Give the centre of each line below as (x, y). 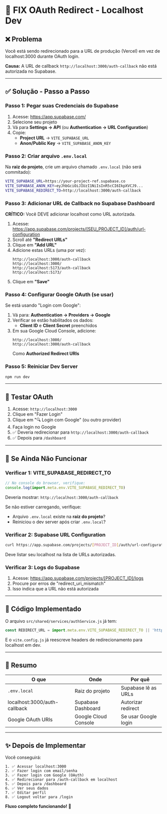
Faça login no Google (34, 427)
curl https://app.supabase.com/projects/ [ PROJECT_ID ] (62, 545)
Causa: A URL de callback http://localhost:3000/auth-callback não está (81, 66)
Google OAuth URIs (30, 719)
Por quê (140, 679)
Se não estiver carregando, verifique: (43, 507)
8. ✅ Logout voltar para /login (39, 797)
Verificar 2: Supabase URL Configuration (55, 535)
